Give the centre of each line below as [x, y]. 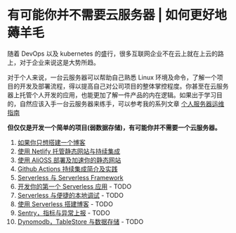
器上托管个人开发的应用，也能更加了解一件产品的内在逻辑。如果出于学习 [112, 95]
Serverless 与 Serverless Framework [70, 177]
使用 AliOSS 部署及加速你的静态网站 [69, 160]
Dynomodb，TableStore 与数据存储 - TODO [80, 221]
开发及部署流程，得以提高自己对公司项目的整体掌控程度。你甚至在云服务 [124, 86]
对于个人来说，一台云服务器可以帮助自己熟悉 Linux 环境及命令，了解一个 [112, 77]
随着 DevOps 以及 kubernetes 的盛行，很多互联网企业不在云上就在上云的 [112, 53]
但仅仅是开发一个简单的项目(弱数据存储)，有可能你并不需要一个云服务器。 [114, 127]
